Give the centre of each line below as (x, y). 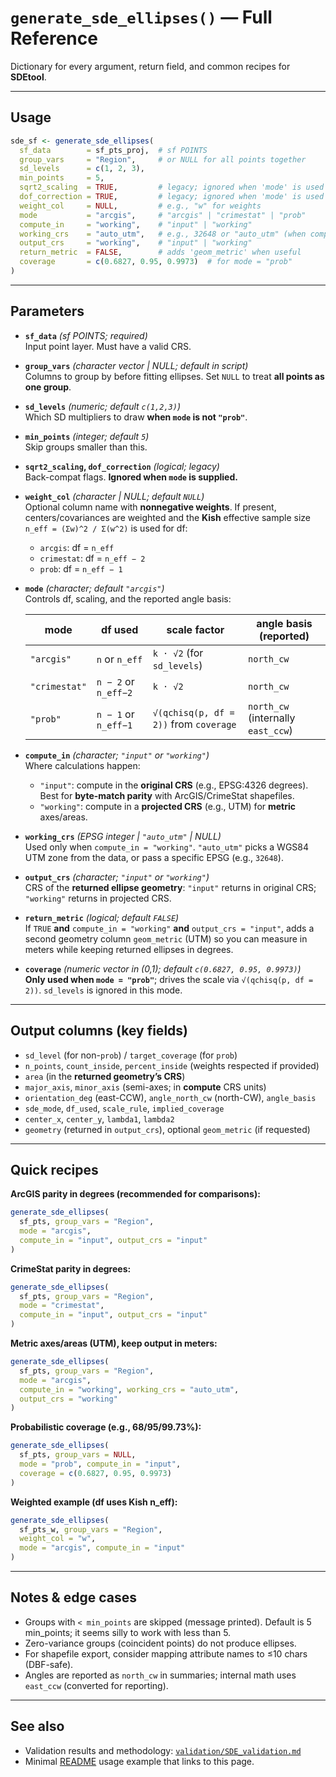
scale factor (195, 629)
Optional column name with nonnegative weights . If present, (150, 507)
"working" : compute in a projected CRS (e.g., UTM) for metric (168, 806)
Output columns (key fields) (99, 1031)
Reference (54, 38)
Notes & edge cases (73, 1597)
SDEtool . (28, 77)
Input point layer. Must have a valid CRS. (108, 346)
